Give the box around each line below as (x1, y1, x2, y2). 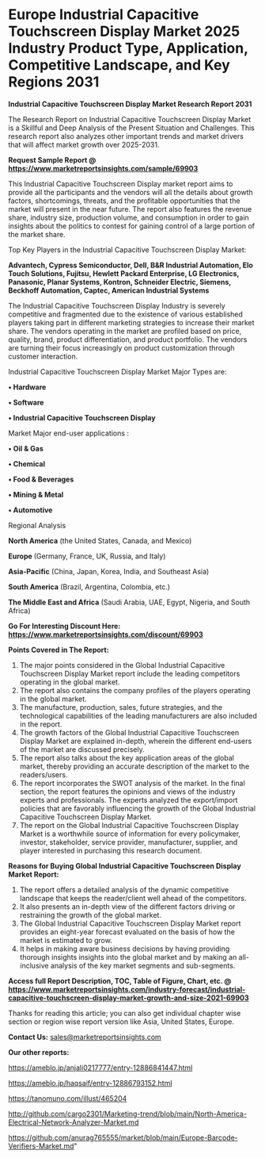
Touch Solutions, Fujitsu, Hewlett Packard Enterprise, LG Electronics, (8, 268, 240, 278)
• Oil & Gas (8, 443, 44, 453)
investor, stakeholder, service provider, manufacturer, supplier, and (19, 837, 238, 846)
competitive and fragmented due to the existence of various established (8, 309, 244, 319)
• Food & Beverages (8, 474, 74, 484)
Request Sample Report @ (8, 155, 97, 164)
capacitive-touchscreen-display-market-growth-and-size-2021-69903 (8, 993, 249, 1003)
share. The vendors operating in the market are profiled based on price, (8, 326, 242, 336)
